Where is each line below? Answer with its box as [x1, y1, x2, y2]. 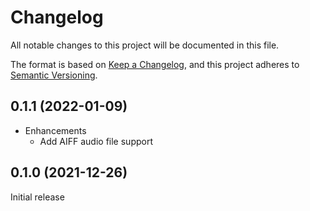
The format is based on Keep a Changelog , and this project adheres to [10, 58, 300, 70]
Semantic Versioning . [10, 69, 98, 81]
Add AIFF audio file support [39, 135, 153, 147]
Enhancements [24, 124, 87, 136]
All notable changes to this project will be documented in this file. [10, 39, 280, 51]
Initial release [10, 191, 65, 203]
